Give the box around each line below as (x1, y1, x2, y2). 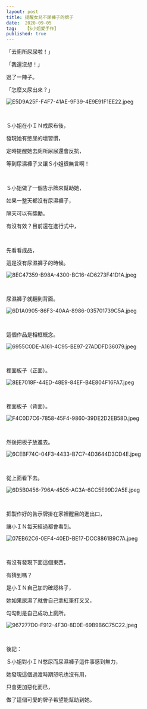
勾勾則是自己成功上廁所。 (6, 610, 69, 617)
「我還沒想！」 (6, 61, 43, 68)
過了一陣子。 (6, 73, 37, 81)
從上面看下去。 (6, 474, 43, 481)
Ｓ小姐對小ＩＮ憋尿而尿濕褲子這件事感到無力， (6, 658, 121, 665)
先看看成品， (6, 247, 37, 254)
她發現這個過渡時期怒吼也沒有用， (6, 671, 90, 678)
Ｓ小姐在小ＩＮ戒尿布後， (6, 122, 69, 129)
